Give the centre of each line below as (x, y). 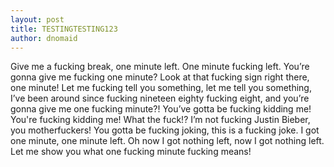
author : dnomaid (44, 38)
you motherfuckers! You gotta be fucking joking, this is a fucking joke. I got (165, 130)
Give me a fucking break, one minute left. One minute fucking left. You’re (160, 67)
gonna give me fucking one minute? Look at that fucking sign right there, (160, 77)
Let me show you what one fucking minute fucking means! (131, 152)
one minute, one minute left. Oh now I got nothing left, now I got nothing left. (167, 141)
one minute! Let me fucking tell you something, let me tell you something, (161, 88)
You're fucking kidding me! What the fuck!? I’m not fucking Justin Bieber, (160, 120)
